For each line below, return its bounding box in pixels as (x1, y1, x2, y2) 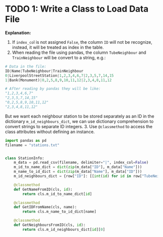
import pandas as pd (5, 138, 47, 143)
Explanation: (5, 30, 32, 35)
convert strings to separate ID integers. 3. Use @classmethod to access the (5, 123, 153, 129)
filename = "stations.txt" (5, 142, 60, 148)
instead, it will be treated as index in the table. (12, 44, 104, 50)
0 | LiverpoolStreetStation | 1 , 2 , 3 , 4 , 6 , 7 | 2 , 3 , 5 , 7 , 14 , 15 (5, 73, 114, 78)
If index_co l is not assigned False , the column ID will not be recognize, (12, 39, 153, 45)
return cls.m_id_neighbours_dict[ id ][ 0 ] (22, 227, 105, 232)
